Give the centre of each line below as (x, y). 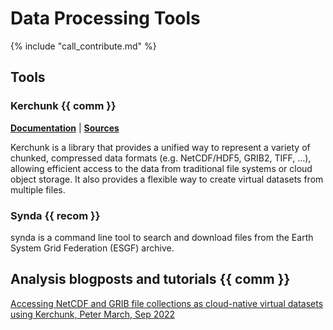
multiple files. (38, 189)
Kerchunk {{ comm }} (63, 106)
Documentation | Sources (65, 128)
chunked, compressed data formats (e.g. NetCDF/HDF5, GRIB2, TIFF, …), (161, 158)
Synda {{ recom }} (55, 215)
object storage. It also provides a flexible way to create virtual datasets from (167, 179)
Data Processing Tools (105, 18)
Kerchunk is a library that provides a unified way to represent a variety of (160, 147)
